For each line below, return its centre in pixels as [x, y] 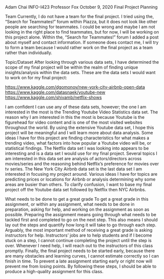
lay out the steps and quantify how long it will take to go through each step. [81, 225]
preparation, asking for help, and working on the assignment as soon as [77, 209]
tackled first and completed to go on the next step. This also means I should [81, 220]
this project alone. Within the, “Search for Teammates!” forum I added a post [82, 37]
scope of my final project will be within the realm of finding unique [72, 67]
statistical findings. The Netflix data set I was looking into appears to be [77, 148]
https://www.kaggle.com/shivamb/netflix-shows [53, 97]
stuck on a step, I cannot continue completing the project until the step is [78, 240]
